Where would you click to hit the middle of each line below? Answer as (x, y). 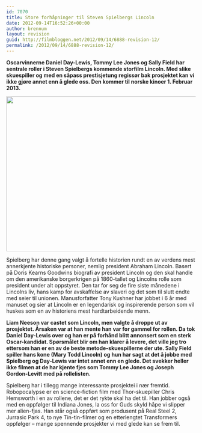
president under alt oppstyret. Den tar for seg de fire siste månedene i (93, 285)
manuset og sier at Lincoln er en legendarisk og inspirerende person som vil (100, 304)
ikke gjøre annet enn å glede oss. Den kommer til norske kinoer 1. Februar (99, 81)
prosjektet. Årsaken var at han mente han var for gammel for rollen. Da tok (101, 329)
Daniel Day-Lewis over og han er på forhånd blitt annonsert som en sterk (99, 335)
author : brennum (26, 29)
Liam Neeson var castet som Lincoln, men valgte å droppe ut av (87, 322)
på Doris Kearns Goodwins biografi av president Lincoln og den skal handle (99, 272)
